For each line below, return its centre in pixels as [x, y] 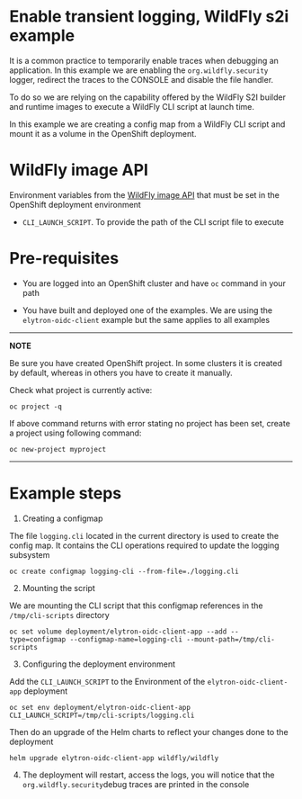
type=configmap [38, 639]
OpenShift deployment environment [75, 204]
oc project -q [36, 407]
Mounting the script [59, 588]
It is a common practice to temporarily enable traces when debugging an [144, 60]
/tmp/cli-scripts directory [59, 615]
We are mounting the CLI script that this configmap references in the [136, 606]
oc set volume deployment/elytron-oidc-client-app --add [118, 632]
